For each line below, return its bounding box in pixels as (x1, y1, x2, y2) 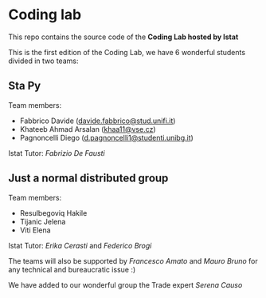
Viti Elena (19, 225, 51, 235)
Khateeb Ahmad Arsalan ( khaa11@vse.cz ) (19, 124, 157, 133)
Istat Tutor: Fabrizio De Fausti (8, 148, 105, 157)
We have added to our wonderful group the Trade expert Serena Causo (8, 280, 243, 289)
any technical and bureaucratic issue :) (8, 264, 136, 274)
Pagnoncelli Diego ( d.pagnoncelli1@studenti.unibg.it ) (19, 133, 194, 142)
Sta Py (8, 79, 41, 93)
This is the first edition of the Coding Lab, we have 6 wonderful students (8, 47, 245, 57)
